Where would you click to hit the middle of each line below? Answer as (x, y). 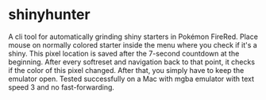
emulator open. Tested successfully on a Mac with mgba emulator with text (131, 79)
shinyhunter (49, 15)
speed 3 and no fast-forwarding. (62, 87)
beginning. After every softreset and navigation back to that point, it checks (132, 62)
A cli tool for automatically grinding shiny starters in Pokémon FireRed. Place (133, 37)
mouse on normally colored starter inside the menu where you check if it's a (133, 44)
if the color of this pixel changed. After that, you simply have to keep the (126, 70)
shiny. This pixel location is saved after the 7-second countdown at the (124, 53)
